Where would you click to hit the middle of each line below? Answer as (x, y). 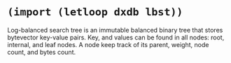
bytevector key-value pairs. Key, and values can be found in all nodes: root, (116, 37)
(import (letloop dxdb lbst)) (95, 12)
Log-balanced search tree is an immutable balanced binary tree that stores (115, 30)
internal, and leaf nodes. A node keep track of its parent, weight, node (108, 44)
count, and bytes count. (41, 52)
